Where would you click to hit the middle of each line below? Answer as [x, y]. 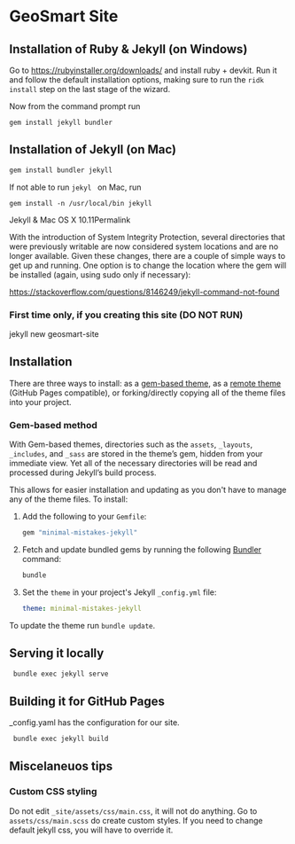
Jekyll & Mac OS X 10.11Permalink [70, 220]
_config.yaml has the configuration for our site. [94, 723]
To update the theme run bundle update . [82, 625]
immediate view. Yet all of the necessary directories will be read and [133, 464]
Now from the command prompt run [75, 106]
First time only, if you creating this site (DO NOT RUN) [126, 315]
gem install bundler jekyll [61, 170]
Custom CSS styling [53, 792]
